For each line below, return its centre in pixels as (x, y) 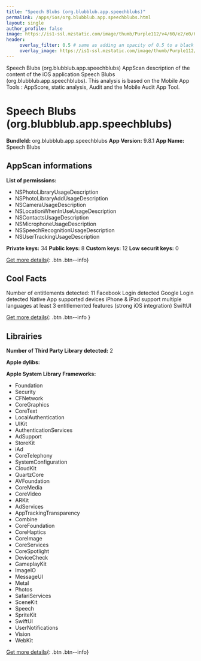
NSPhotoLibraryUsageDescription (57, 192)
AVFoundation (32, 481)
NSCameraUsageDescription (51, 205)
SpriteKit (26, 615)
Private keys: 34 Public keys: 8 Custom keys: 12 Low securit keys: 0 (93, 248)
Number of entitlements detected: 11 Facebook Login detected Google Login (100, 293)
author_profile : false (34, 28)
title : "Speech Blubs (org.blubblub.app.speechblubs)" (76, 12)
